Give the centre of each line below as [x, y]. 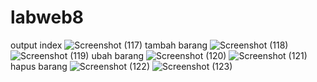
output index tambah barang [109, 45]
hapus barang [39, 66]
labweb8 [47, 17]
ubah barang [118, 55]
